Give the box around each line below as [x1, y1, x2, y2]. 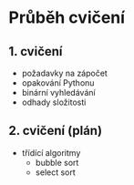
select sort [35, 167, 77, 178]
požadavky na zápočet [21, 67, 108, 78]
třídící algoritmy [21, 147, 81, 158]
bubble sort [35, 157, 79, 168]
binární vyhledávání [21, 87, 97, 98]
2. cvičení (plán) [8, 123, 102, 139]
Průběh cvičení [8, 7, 125, 28]
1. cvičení [8, 44, 63, 59]
